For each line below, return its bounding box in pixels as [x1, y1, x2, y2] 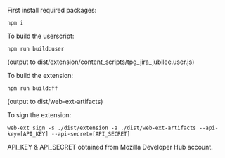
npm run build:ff [7, 85, 58, 92]
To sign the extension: [7, 111, 72, 119]
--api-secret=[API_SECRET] [51, 131, 131, 138]
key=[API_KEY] [7, 131, 49, 138]
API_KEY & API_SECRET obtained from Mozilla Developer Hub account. [7, 143, 213, 151]
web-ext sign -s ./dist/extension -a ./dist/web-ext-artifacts [7, 124, 197, 131]
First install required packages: [7, 6, 97, 14]
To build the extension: [7, 72, 74, 79]
